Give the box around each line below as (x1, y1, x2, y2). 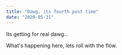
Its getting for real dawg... (6, 30, 69, 37)
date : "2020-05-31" (6, 14, 54, 20)
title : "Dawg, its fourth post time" (6, 8, 99, 15)
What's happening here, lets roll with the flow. (6, 42, 117, 49)
